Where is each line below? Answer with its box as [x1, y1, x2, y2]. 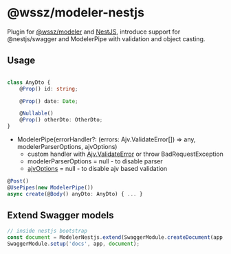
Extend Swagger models [7, 209, 115, 221]
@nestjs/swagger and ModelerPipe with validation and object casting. [7, 34, 206, 43]
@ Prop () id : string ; [19, 85, 78, 92]
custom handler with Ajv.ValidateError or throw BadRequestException [27, 150, 223, 158]
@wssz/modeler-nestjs [7, 5, 144, 21]
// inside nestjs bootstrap [7, 228, 88, 235]
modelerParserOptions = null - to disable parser [27, 157, 163, 165]
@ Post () [7, 178, 30, 185]
